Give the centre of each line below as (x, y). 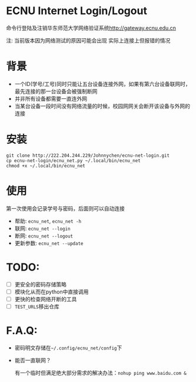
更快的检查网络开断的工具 (46, 299)
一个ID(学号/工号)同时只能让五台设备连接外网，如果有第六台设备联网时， (102, 84)
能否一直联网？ (33, 360)
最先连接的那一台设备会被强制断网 (56, 91)
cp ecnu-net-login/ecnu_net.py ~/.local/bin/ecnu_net (74, 160)
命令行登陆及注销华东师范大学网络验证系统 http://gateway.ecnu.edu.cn (91, 28)
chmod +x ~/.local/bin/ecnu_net (46, 166)
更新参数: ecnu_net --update (49, 243)
